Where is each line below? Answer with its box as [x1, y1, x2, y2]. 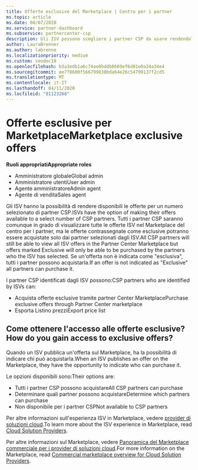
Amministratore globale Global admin [14, 172, 104, 179]
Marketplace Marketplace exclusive [6, 129, 183, 142]
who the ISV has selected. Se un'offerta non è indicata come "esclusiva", [6, 252, 183, 259]
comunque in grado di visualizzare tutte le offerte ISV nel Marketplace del [6, 221, 185, 228]
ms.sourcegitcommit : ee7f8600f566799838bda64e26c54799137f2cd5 [6, 69, 165, 75]
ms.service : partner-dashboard [6, 25, 83, 31]
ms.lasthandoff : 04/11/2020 [6, 86, 75, 91]
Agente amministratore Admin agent [14, 185, 101, 192]
